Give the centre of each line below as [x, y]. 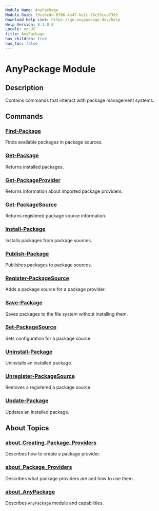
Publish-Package [27, 253]
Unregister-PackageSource [40, 376]
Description [24, 88]
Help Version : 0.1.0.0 [29, 24]
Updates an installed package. [37, 412]
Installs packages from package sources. [49, 240]
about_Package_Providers [39, 467]
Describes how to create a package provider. [53, 454]
